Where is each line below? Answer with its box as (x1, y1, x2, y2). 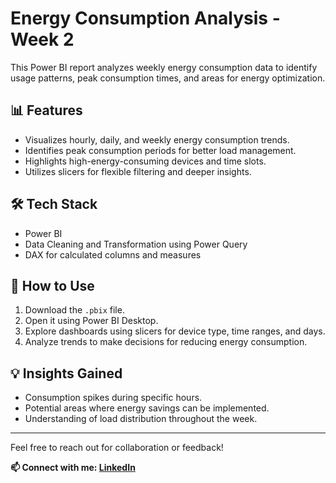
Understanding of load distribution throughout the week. (24, 413, 258, 425)
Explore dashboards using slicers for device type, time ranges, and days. (24, 325, 326, 337)
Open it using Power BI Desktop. (24, 315, 159, 327)
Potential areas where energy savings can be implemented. (24, 402, 270, 414)
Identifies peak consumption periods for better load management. (24, 144, 297, 156)
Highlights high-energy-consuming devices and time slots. (24, 155, 267, 167)
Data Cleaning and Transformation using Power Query (24, 238, 248, 250)
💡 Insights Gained (10, 365, 123, 382)
